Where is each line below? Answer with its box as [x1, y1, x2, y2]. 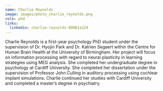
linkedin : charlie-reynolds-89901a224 [9, 25, 89, 30]
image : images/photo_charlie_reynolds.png [5, 12, 93, 17]
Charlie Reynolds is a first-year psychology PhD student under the [5, 39, 138, 45]
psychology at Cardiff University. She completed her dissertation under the [5, 65, 156, 71]
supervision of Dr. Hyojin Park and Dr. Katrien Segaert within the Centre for [5, 44, 156, 50]
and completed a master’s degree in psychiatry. [5, 80, 101, 86]
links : [5, 21, 19, 26]
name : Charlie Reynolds [5, 7, 54, 12]
